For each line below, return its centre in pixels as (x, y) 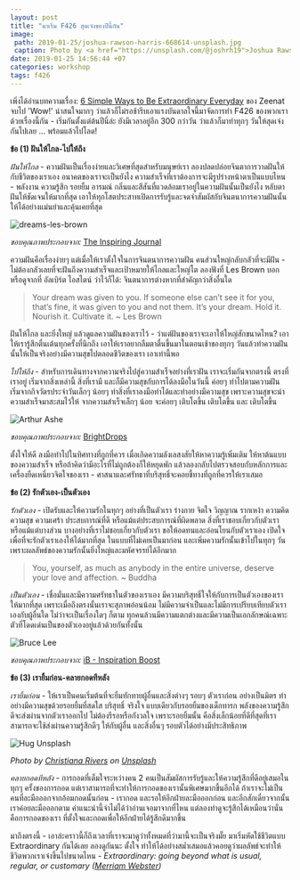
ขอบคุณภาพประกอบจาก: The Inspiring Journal (86, 241)
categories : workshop (50, 68)
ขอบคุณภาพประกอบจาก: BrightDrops (69, 436)
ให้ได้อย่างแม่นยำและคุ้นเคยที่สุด (57, 207)
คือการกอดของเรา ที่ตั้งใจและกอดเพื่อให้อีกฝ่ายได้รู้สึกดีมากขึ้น (98, 818)
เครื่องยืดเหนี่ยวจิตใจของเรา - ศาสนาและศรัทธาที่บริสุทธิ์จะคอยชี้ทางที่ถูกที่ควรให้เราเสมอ (137, 474)
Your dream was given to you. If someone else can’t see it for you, (153, 297)
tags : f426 (30, 76)
